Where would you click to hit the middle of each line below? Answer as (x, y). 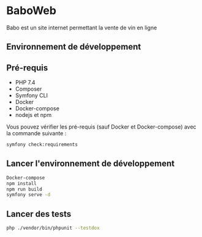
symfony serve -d (28, 195)
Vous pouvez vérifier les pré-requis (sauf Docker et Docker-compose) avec (102, 127)
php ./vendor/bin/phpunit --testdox (53, 228)
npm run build (24, 189)
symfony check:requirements (42, 145)
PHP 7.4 (25, 83)
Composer (28, 89)
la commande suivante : (36, 134)
